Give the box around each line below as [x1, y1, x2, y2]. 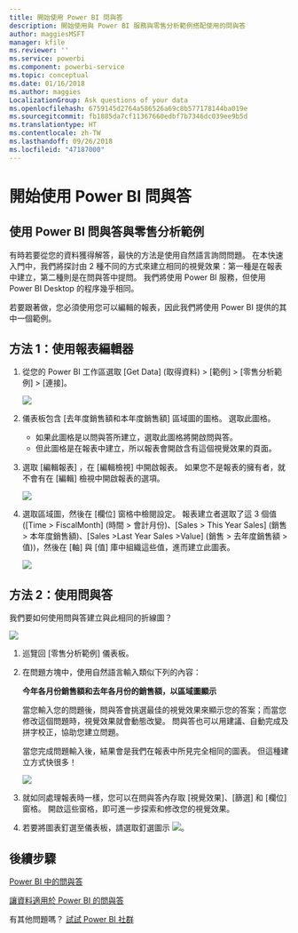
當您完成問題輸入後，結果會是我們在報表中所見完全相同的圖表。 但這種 [21, 746, 281, 756]
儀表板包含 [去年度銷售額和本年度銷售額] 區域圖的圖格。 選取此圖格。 [21, 413, 276, 424]
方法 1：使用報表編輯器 [9, 341, 135, 356]
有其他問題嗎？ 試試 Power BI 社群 [9, 914, 135, 925]
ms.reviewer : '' [9, 46, 69, 55]
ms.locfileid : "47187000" [9, 145, 105, 154]
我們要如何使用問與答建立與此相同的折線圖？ [9, 612, 173, 623]
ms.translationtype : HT [9, 121, 98, 130]
